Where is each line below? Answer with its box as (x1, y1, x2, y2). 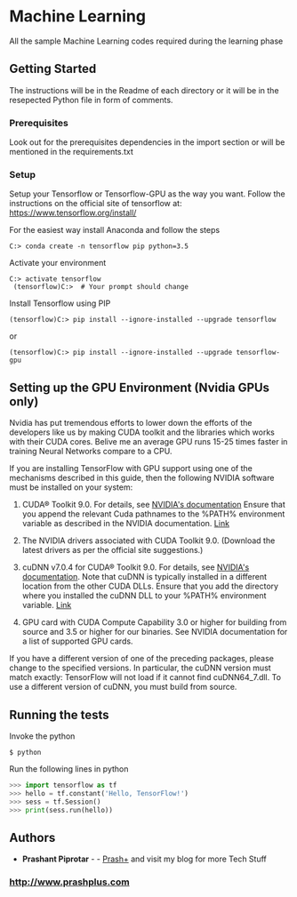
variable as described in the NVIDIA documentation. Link (21, 518, 229, 529)
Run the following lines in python (9, 763, 129, 774)
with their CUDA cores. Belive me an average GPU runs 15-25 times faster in (9, 436, 288, 447)
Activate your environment (9, 258, 107, 268)
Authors (9, 829, 56, 845)
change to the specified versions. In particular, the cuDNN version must (9, 662, 271, 673)
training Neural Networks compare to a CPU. (9, 446, 173, 457)
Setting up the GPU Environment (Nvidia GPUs (9, 380, 269, 395)
